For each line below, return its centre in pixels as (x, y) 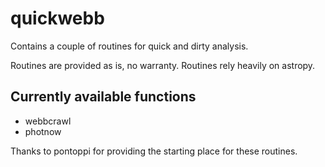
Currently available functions (103, 97)
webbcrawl (48, 121)
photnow (43, 131)
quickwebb (57, 18)
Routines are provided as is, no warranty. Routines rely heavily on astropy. (163, 65)
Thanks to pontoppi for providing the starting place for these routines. (154, 151)
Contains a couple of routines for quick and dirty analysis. (129, 46)
